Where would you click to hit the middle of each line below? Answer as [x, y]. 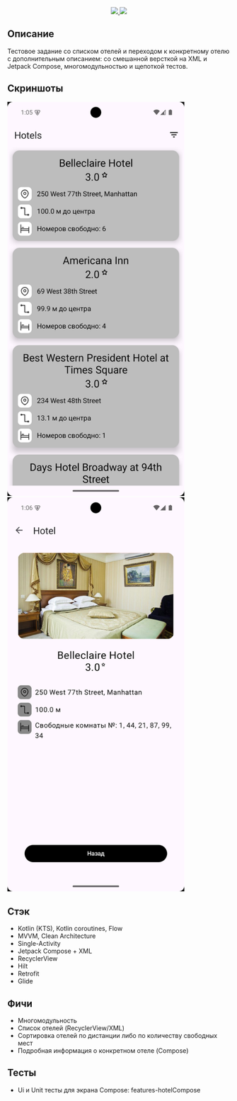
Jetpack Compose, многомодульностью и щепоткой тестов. [98, 66]
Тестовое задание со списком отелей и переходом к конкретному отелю [118, 51]
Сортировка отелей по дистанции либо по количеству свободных [117, 1036]
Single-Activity [39, 944]
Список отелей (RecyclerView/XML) [71, 1028]
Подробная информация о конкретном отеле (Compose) [103, 1051]
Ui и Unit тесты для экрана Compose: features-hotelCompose [109, 1090]
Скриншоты [35, 89]
